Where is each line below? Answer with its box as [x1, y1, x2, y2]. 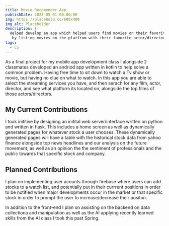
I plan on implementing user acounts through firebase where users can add [5, 179, 161, 185]
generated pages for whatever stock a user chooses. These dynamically [5, 129, 155, 135]
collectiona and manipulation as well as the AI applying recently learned [5, 210, 154, 216]
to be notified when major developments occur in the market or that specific [5, 189, 163, 195]
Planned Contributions [5, 165, 78, 174]
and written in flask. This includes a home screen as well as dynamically [5, 124, 155, 130]
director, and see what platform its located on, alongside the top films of [5, 85, 154, 91]
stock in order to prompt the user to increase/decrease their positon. [5, 195, 147, 201]
